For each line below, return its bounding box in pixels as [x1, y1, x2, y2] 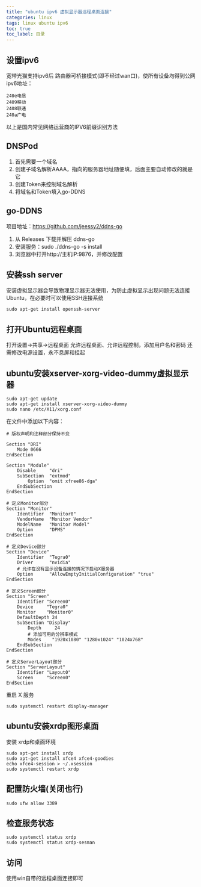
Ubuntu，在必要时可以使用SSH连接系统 [6, 294, 104, 302]
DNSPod [6, 141, 38, 151]
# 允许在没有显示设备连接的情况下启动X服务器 [17, 566, 115, 572]
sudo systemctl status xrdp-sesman [6, 839, 95, 846]
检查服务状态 [6, 818, 54, 829]
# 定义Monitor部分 [6, 500, 49, 506]
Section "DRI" [6, 441, 42, 447]
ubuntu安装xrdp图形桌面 [6, 721, 99, 732]
